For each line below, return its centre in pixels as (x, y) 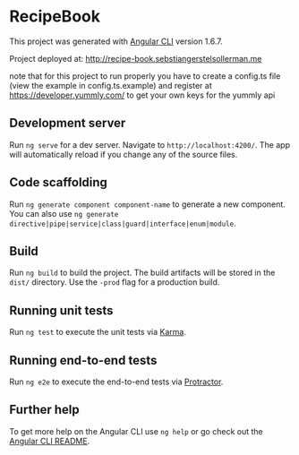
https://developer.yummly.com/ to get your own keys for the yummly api (142, 95)
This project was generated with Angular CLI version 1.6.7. (116, 41)
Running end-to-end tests (83, 360)
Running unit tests (61, 310)
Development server (68, 123)
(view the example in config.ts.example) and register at (111, 85)
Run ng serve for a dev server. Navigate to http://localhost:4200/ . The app (150, 144)
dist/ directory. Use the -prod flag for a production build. (115, 282)
